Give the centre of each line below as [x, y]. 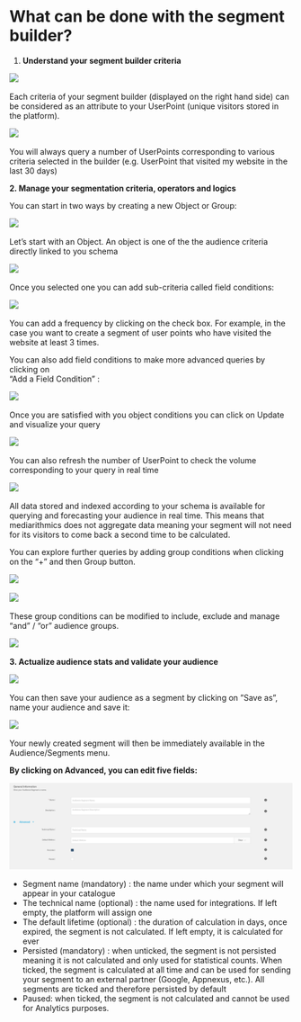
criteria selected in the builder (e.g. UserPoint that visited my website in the [149, 161]
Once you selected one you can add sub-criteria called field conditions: [142, 287]
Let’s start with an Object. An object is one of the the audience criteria [139, 241]
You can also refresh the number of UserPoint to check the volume [133, 460]
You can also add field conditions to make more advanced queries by [137, 359]
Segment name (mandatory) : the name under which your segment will [153, 884]
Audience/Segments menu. [60, 752]
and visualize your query [55, 424]
